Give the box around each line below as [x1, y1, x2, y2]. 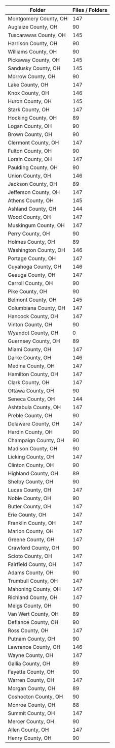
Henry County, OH [8, 735, 52, 741]
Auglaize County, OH [8, 23, 58, 30]
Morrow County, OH [8, 73, 56, 80]
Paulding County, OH [8, 164, 58, 171]
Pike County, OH [8, 288, 47, 295]
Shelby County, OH [8, 478, 54, 485]
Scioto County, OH [8, 553, 52, 559]
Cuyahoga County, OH [8, 263, 62, 270]
